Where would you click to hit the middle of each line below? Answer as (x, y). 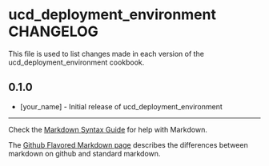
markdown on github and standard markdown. (84, 153)
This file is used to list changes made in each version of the (106, 53)
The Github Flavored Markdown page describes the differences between (128, 144)
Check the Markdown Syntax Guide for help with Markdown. (108, 129)
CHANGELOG (53, 32)
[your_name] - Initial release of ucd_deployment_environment (121, 106)
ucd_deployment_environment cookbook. (76, 62)
